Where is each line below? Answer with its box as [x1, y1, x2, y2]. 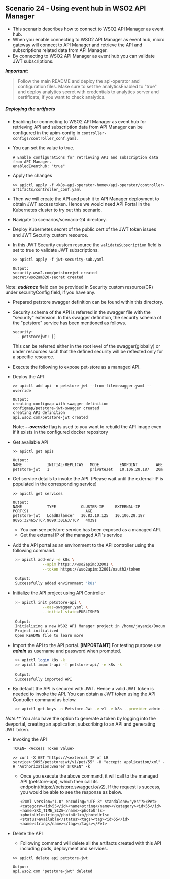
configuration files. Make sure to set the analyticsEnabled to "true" [17, 83, 157, 89]
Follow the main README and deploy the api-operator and [17, 77, 140, 84]
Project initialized [15, 628, 58, 634]
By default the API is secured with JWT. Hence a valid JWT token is [12, 686, 154, 692]
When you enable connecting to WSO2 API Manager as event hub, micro [12, 36, 165, 42]
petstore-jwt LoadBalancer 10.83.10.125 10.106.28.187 [12, 513, 145, 518]
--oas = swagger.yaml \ [42, 604, 88, 610]
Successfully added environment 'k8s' [15, 581, 97, 586]
